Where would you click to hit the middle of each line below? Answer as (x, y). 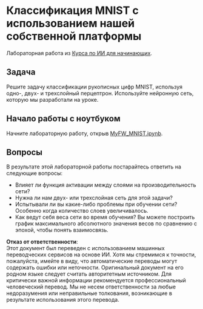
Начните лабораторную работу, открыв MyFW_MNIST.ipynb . (85, 133)
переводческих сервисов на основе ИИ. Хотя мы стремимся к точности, (101, 254)
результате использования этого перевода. (63, 300)
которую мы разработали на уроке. (52, 99)
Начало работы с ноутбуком (63, 119)
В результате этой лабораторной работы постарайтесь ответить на (94, 167)
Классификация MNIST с (73, 11)
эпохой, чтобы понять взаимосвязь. (62, 230)
